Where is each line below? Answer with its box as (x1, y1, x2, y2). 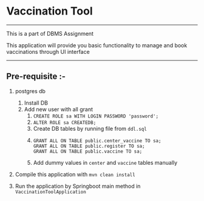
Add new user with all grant (24, 105, 93, 113)
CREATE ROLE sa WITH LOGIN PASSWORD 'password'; (33, 113, 159, 119)
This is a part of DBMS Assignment (6, 30, 94, 37)
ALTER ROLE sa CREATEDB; (33, 119, 97, 125)
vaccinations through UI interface (6, 48, 90, 55)
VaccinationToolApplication (15, 189, 86, 195)
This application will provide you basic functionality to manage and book (6, 41, 188, 49)
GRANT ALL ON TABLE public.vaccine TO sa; (33, 148, 143, 154)
